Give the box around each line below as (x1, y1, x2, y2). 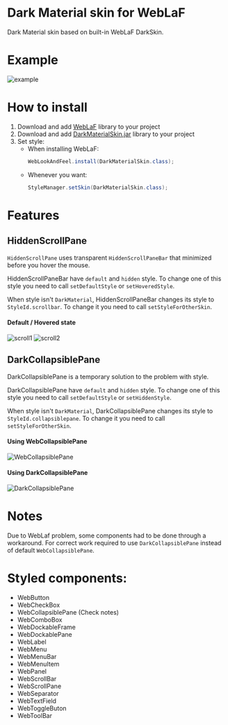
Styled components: (7, 571, 127, 586)
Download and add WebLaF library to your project (17, 122, 161, 131)
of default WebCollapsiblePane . (7, 546, 95, 554)
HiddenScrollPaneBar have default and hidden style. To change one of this (7, 274, 222, 283)
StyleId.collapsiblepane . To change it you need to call (7, 414, 165, 422)
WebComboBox (17, 615, 63, 624)
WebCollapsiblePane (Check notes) (17, 608, 120, 616)
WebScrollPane (17, 682, 62, 690)
